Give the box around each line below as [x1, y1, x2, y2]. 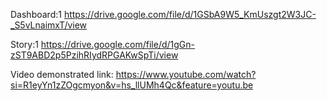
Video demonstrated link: [10, 69, 114, 80]
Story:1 [10, 39, 39, 50]
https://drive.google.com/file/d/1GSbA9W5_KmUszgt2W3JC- [63, 9, 317, 20]
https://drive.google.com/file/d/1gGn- [40, 39, 195, 50]
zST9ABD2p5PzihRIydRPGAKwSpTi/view [10, 49, 179, 61]
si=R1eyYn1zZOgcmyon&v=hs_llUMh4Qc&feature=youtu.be [10, 79, 254, 91]
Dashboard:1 [10, 9, 62, 20]
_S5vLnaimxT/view [10, 19, 88, 31]
